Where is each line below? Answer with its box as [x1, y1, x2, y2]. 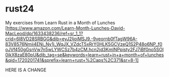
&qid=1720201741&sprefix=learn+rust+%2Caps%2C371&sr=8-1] [5, 57, 139, 63]
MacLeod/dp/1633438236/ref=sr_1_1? [5, 30, 83, 36]
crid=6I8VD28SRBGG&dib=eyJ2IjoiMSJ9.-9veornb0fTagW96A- [5, 36, 138, 42]
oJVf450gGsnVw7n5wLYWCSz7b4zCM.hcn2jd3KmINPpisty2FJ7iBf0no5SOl [5, 46, 164, 52]
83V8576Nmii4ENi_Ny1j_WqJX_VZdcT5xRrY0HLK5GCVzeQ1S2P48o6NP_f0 [5, 41, 162, 47]
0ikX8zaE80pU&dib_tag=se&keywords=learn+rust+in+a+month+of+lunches [5, 51, 164, 58]
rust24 [5, 3, 34, 15]
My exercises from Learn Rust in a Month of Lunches [5, 20, 116, 26]
